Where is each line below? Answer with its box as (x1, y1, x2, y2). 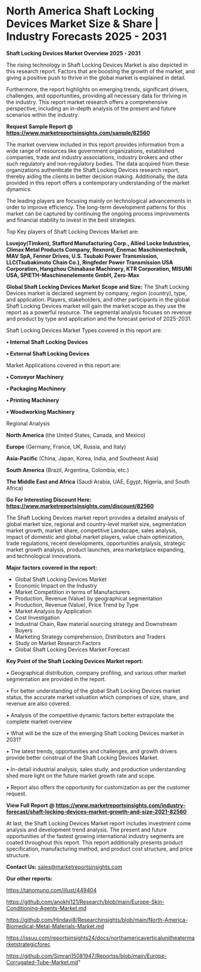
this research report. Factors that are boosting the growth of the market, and (6, 67, 195, 74)
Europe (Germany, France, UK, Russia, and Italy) (6, 443, 126, 450)
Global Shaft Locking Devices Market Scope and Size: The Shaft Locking (6, 283, 189, 290)
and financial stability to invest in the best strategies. (6, 216, 136, 223)
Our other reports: (6, 875, 53, 882)
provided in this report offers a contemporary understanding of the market (6, 179, 190, 186)
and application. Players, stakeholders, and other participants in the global (6, 296, 190, 303)
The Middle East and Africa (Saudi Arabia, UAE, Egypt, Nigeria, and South (6, 478, 190, 485)
